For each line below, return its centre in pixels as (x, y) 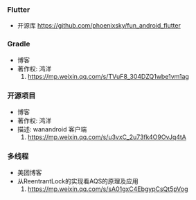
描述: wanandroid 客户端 (52, 129)
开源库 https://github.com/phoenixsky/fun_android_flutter (99, 26)
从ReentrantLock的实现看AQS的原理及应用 (78, 181)
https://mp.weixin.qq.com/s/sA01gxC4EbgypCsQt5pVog (108, 189)
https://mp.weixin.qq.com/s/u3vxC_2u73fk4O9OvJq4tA (107, 137)
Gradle (19, 44)
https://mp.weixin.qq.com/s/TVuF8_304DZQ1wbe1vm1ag (108, 76)
